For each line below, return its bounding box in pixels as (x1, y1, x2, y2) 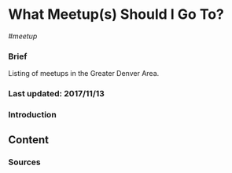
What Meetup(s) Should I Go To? (8, 5, 224, 23)
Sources (8, 157, 41, 168)
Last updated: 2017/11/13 (8, 88, 105, 99)
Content (8, 133, 50, 146)
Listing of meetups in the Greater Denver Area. (8, 69, 160, 78)
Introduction (8, 110, 57, 121)
